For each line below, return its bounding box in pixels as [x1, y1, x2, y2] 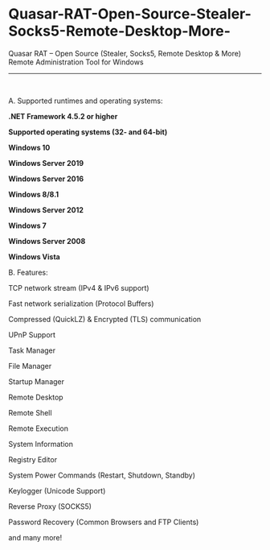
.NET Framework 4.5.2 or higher [8, 111, 118, 121]
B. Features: [8, 267, 48, 277]
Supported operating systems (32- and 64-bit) [8, 126, 168, 137]
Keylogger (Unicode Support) [8, 486, 106, 495]
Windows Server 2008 [8, 236, 86, 246]
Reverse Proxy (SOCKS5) [8, 501, 92, 511]
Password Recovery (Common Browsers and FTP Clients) [8, 517, 199, 527]
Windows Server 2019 [8, 158, 84, 167]
